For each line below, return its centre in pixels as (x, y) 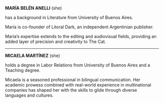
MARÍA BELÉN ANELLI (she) (33, 8)
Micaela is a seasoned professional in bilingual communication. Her (73, 80)
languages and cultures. (29, 95)
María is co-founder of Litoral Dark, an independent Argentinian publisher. (79, 27)
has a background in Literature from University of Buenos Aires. (69, 17)
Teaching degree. (23, 70)
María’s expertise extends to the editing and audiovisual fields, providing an (81, 36)
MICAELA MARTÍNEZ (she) (32, 56)
